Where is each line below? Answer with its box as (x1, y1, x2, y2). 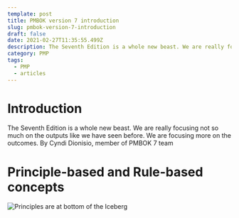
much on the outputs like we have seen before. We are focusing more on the (7, 131, 231, 140)
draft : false (7, 30, 46, 38)
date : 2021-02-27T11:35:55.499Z (7, 37, 103, 44)
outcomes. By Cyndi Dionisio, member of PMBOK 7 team (7, 139, 174, 148)
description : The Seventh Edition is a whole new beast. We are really (7, 43, 224, 50)
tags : (7, 57, 23, 64)
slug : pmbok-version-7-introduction (7, 23, 116, 31)
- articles (14, 70, 46, 77)
